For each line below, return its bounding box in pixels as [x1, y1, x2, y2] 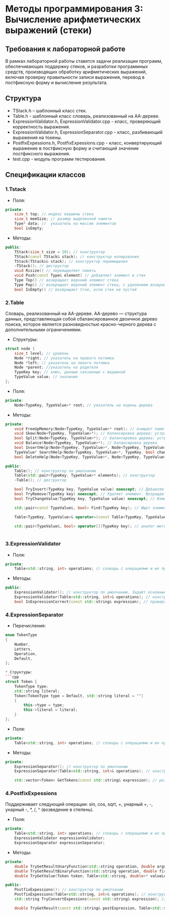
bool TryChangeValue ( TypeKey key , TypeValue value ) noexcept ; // [14, 496, 155, 501]
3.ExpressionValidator [5, 540, 61, 547]
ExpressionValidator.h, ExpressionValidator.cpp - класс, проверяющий [12, 118, 161, 124]
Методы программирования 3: [5, 3, 143, 15]
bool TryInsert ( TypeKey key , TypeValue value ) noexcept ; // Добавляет [14, 487, 166, 492]
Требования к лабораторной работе [5, 44, 125, 53]
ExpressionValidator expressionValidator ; [14, 836, 105, 841]
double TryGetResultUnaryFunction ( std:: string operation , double [14, 864, 155, 869]
